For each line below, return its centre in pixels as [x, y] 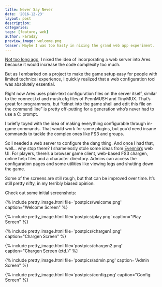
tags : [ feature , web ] [27, 32]
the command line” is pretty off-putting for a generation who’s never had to [80, 109]
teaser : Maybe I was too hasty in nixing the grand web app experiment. [80, 45]
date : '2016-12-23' [25, 14]
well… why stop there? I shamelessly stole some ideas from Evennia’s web [79, 148]
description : [18, 23]
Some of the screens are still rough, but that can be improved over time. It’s [80, 178]
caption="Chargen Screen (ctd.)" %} [42, 251]
